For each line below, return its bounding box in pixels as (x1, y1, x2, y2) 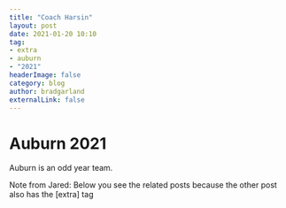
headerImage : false (9, 71, 81, 80)
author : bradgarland (9, 87, 86, 96)
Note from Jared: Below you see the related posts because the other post (9, 180, 277, 190)
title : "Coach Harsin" (9, 12, 93, 22)
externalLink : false (9, 95, 86, 104)
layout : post (9, 21, 58, 30)
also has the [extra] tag (9, 189, 94, 200)
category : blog (9, 79, 66, 88)
